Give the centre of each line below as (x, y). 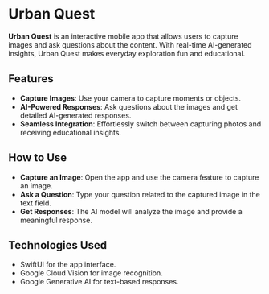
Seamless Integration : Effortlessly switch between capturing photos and (141, 124)
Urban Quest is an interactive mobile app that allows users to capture (123, 36)
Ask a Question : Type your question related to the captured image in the (140, 194)
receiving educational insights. (71, 132)
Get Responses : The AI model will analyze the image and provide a (131, 211)
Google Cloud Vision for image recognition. (91, 273)
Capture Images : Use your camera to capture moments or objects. (130, 98)
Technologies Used (57, 245)
